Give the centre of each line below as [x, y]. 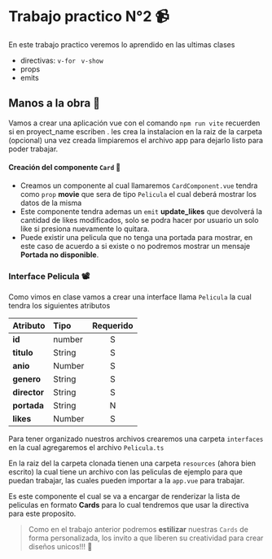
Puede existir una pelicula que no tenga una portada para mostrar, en [136, 237]
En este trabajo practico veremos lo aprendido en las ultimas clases [122, 44]
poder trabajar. [33, 149]
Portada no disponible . [59, 255]
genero [27, 379]
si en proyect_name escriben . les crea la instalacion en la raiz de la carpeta [136, 131]
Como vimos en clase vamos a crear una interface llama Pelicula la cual [130, 297]
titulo [23, 353]
